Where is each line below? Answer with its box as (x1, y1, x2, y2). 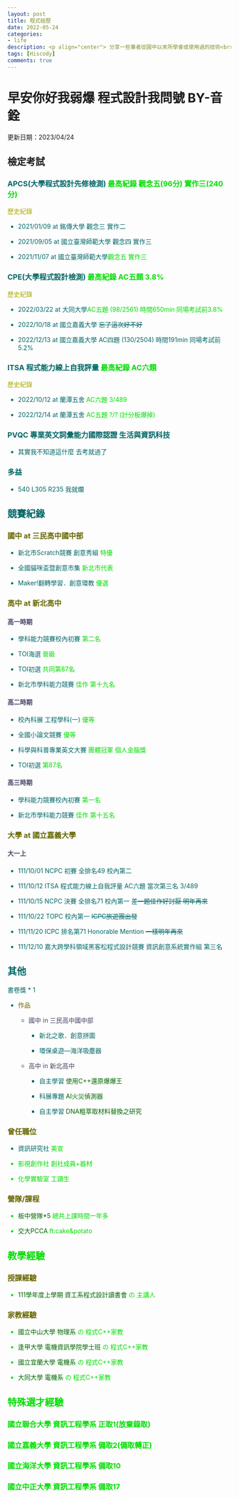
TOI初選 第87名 (17, 760, 63, 769)
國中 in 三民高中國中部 (28, 1015, 94, 1025)
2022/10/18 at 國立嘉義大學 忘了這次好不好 (17, 320, 143, 328)
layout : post (7, 10, 46, 18)
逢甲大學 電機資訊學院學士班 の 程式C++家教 (17, 1343, 149, 1352)
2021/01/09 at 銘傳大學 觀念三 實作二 (17, 222, 126, 231)
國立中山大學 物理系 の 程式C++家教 (17, 1327, 124, 1336)
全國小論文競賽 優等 (17, 730, 76, 739)
